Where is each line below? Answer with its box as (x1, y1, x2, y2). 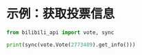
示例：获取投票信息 (6, 6, 115, 22)
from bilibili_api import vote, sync (6, 29, 115, 36)
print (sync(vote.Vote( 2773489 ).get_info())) (6, 41, 136, 48)
